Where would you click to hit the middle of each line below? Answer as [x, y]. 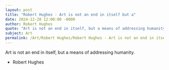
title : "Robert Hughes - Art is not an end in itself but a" [71, 15]
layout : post [19, 10]
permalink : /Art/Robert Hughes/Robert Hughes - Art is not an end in [80, 38]
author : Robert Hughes [29, 24]
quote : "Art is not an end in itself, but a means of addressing [75, 29]
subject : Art [19, 33]
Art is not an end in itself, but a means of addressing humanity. [70, 52]
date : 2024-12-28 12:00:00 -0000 [40, 19]
